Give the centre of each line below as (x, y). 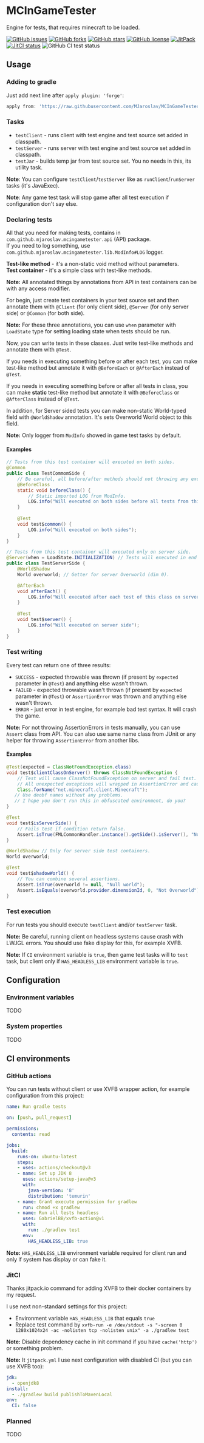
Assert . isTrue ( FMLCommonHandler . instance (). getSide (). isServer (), (103, 834)
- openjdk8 (25, 1383)
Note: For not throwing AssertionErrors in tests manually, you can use (93, 727)
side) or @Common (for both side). (46, 313)
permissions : (23, 1129)
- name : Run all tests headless (58, 1213)
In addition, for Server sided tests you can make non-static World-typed (96, 411)
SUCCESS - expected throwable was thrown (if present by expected (97, 677)
